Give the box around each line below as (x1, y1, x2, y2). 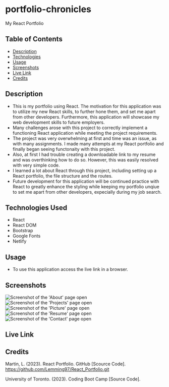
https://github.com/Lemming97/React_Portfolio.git (5, 366, 109, 372)
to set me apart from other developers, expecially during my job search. (12, 189, 162, 195)
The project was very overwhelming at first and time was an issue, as (12, 135, 157, 141)
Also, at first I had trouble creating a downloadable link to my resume (12, 151, 156, 157)
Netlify (12, 238, 27, 244)
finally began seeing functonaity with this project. (12, 146, 116, 152)
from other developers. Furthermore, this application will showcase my (12, 114, 160, 120)
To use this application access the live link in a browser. (12, 266, 129, 272)
